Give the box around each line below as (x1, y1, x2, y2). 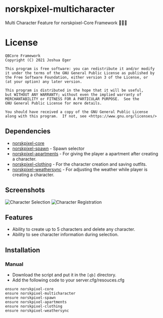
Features (5, 213, 33, 221)
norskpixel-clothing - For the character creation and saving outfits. (12, 161, 147, 167)
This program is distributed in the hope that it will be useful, (5, 88, 144, 93)
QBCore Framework (5, 53, 41, 58)
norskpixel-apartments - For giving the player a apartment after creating (12, 150, 159, 156)
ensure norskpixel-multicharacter (5, 291, 76, 296)
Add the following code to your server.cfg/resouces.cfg (12, 277, 125, 283)
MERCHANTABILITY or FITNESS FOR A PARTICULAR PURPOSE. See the (5, 96, 139, 102)
